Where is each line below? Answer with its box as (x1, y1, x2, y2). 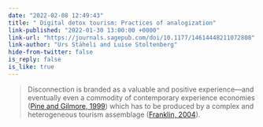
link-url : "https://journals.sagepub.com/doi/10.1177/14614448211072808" (8, 33, 256, 42)
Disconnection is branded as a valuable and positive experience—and (27, 84, 254, 94)
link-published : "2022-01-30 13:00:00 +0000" (8, 26, 160, 34)
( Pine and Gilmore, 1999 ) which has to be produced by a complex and (27, 101, 254, 110)
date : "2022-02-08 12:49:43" (8, 11, 104, 20)
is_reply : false (8, 56, 61, 64)
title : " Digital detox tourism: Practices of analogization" (8, 19, 217, 27)
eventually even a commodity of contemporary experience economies (27, 92, 256, 103)
